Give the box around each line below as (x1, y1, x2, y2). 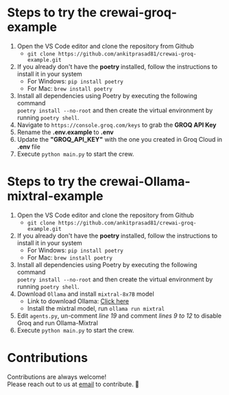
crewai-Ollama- (99, 174, 191, 190)
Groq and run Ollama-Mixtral (16, 318, 98, 327)
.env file (16, 142, 41, 151)
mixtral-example (7, 188, 104, 204)
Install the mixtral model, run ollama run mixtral (27, 304, 165, 312)
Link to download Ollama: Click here (27, 296, 130, 305)
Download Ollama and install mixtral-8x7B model (16, 290, 154, 298)
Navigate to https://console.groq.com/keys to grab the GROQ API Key (16, 120, 217, 129)
